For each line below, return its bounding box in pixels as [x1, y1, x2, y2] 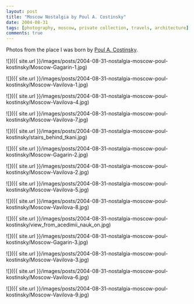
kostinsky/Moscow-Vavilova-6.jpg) [6, 274, 89, 281]
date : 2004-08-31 [6, 19, 48, 25]
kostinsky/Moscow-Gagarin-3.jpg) [6, 239, 89, 246]
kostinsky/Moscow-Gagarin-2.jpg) [6, 151, 89, 158]
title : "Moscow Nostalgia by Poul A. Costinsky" [6, 14, 126, 20]
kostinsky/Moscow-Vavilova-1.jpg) [6, 81, 89, 88]
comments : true [6, 30, 43, 36]
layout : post [6, 8, 38, 15]
